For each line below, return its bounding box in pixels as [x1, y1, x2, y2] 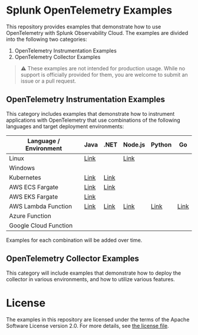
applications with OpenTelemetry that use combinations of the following [6, 116, 181, 123]
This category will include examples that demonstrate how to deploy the [6, 269, 181, 277]
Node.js [123, 140, 146, 148]
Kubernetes [9, 173, 41, 181]
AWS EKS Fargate [9, 193, 58, 201]
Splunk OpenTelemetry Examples [6, 4, 173, 17]
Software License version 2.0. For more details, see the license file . [6, 322, 169, 329]
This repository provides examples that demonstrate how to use [6, 23, 161, 30]
